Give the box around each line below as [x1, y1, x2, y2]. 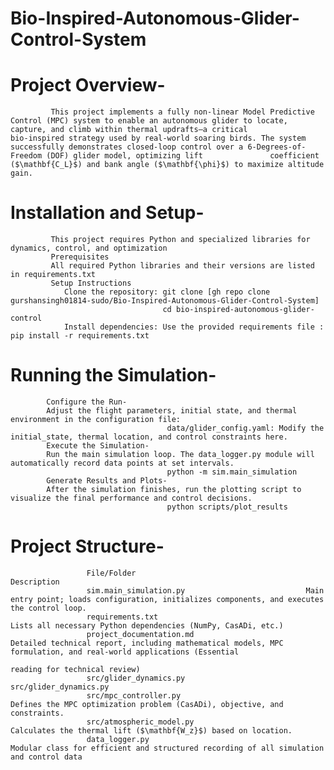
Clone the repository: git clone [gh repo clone [63, 287, 271, 297]
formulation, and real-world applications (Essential [10, 647, 240, 657]
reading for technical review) [10, 664, 141, 674]
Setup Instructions [50, 278, 132, 289]
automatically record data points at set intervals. [10, 458, 235, 468]
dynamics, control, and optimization [10, 243, 168, 254]
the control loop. [10, 603, 87, 613]
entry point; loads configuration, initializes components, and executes [10, 594, 325, 604]
